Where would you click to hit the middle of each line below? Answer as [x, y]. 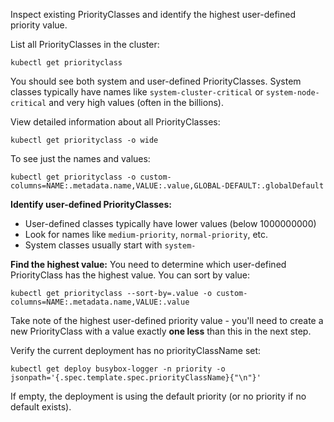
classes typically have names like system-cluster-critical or [137, 92]
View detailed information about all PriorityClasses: [115, 122]
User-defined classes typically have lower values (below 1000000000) [170, 223]
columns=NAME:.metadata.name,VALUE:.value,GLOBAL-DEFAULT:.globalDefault [167, 186]
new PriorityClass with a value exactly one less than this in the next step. [161, 331]
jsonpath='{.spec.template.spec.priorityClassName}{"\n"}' [136, 378]
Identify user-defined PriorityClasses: [91, 204]
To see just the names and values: [80, 158]
